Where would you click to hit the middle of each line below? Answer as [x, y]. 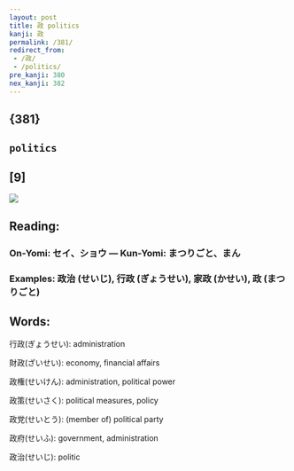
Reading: [35, 226]
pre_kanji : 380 [37, 75]
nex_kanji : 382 [37, 83]
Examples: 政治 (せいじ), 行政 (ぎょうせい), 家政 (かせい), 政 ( [138, 279]
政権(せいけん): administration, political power [93, 381]
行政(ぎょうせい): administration [67, 344]
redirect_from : [37, 51]
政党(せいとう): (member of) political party [86, 420]
